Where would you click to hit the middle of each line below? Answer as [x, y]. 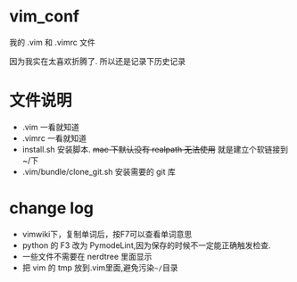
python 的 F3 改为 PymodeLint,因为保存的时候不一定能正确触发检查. [146, 245]
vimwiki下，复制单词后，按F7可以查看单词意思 [107, 234]
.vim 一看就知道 [51, 127]
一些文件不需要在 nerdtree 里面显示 [87, 256]
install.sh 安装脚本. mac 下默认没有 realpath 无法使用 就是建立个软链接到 [155, 149]
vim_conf [45, 17]
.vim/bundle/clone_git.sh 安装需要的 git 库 [99, 171]
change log [52, 208]
